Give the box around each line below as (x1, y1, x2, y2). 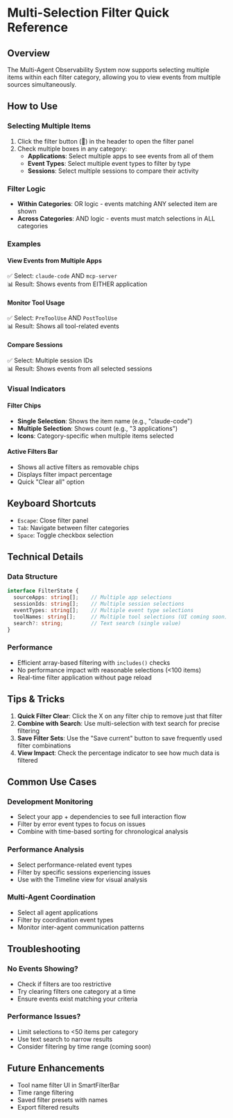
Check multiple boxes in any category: (17, 144, 128, 153)
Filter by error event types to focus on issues (17, 820, 146, 829)
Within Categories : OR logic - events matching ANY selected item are (17, 199, 218, 207)
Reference (7, 19, 68, 35)
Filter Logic (7, 184, 46, 194)
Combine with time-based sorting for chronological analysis (17, 827, 189, 836)
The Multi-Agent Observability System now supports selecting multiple (7, 66, 209, 74)
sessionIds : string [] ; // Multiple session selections (13, 600, 185, 608)
